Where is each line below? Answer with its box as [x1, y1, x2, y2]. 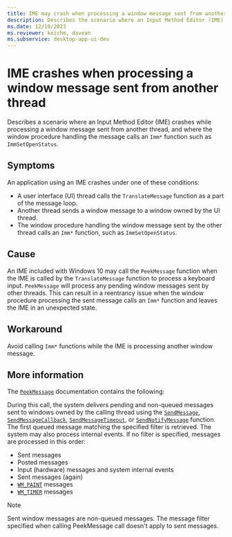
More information [7, 369, 84, 381]
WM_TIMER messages [17, 488, 74, 496]
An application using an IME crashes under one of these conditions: [7, 178, 200, 187]
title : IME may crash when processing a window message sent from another [7, 10, 227, 17]
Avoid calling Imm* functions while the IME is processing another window [7, 341, 213, 350]
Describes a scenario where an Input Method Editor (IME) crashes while [7, 118, 212, 126]
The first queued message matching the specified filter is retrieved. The [7, 423, 212, 431]
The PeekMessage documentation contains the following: [7, 388, 165, 396]
